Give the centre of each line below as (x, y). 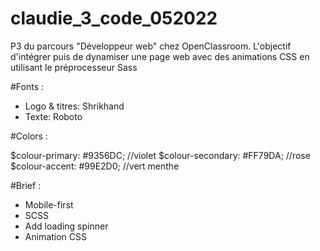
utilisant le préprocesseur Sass (74, 67)
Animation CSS (56, 236)
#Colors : (29, 136)
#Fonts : (27, 86)
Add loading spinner (66, 226)
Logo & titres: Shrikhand (74, 106)
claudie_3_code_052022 (114, 18)
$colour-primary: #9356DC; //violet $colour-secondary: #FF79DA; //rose (160, 155)
